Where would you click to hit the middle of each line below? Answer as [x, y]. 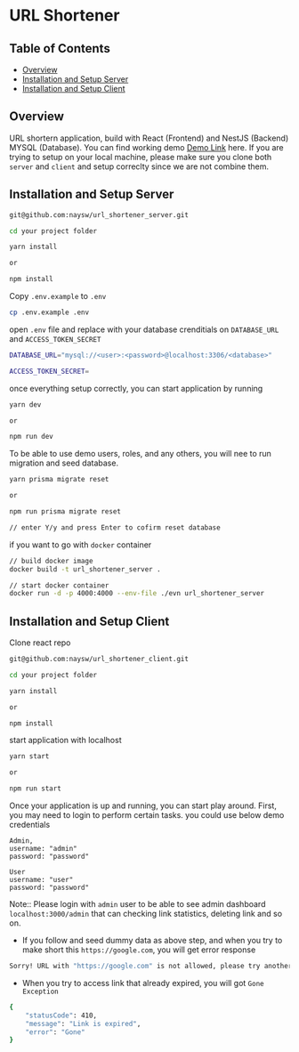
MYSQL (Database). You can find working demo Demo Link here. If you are [147, 147]
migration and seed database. [64, 463]
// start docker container [59, 585]
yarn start [29, 757]
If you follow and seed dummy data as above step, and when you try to [152, 941]
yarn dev [25, 405]
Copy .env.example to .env [58, 296]
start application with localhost [65, 740]
